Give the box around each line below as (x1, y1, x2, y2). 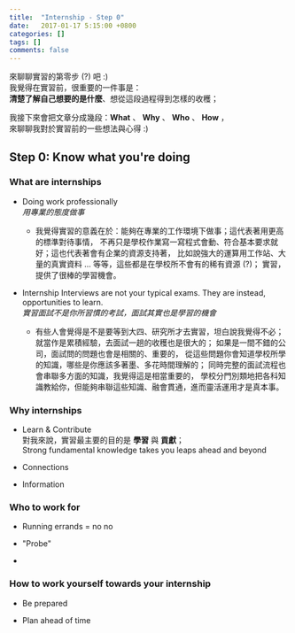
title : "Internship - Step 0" (9, 12, 125, 22)
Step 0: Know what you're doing (9, 150, 190, 165)
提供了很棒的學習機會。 (35, 269, 121, 280)
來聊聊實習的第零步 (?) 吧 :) (9, 72, 109, 82)
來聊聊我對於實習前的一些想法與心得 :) (9, 123, 149, 134)
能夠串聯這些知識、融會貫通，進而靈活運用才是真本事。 (82, 382, 284, 392)
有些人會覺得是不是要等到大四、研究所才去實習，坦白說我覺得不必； (35, 326, 284, 336)
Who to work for (9, 501, 81, 513)
